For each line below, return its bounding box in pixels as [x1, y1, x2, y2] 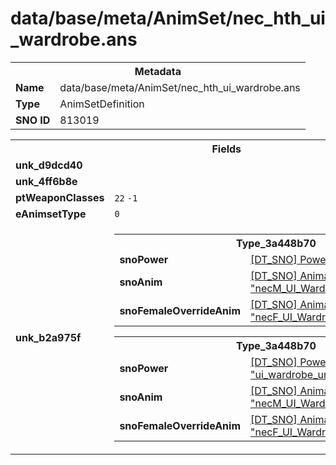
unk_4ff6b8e [15, 174, 78, 188]
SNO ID [15, 113, 51, 127]
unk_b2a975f [15, 330, 82, 344]
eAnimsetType [15, 207, 87, 221]
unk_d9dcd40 [15, 158, 83, 172]
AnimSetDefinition [59, 97, 145, 111]
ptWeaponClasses [15, 190, 105, 204]
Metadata [134, 64, 182, 78]
